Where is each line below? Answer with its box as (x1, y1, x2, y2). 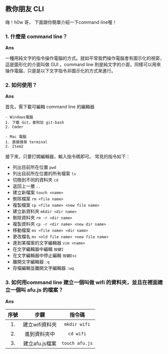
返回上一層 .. (12, 183, 41, 189)
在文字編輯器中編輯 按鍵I (12, 246, 64, 252)
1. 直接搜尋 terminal (5, 140, 48, 145)
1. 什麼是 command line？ (5, 33, 68, 40)
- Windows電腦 (5, 115, 34, 120)
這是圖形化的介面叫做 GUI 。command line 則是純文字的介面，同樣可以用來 (5, 62, 161, 68)
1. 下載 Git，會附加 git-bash (5, 120, 64, 125)
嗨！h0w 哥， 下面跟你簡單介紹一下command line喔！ (5, 19, 117, 25)
